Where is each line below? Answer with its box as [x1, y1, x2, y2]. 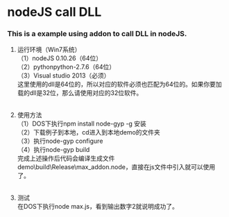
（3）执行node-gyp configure [17, 137, 103, 146]
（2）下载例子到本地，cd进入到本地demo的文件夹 [17, 128, 161, 137]
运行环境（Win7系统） [17, 46, 81, 54]
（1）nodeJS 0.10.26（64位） [17, 54, 103, 62]
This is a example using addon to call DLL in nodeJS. [7, 29, 187, 39]
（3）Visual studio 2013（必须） [17, 71, 110, 80]
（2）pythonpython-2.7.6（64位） [17, 63, 116, 71]
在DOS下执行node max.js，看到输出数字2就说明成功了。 [17, 202, 179, 211]
